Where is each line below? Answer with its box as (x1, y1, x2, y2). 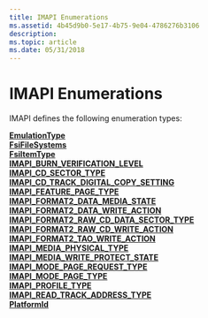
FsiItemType (9, 149, 56, 160)
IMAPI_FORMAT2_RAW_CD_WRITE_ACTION (9, 224, 174, 235)
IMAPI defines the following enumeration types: (9, 113, 183, 124)
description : (9, 29, 58, 38)
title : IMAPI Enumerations (9, 12, 109, 22)
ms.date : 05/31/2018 (9, 46, 86, 55)
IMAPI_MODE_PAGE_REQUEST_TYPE (9, 261, 148, 272)
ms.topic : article (9, 37, 77, 47)
